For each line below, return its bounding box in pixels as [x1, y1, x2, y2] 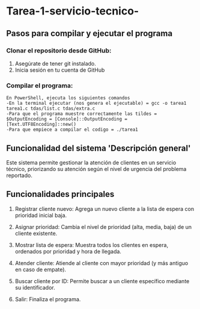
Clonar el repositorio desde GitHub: [6, 46, 112, 55]
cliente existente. [14, 229, 58, 237]
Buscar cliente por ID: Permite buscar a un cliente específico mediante [14, 277, 190, 284]
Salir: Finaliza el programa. [14, 295, 81, 302]
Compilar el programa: [6, 81, 73, 90]
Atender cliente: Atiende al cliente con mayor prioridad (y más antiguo [14, 259, 189, 266]
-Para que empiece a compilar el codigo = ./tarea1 [6, 126, 138, 133]
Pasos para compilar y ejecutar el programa [6, 28, 173, 39]
